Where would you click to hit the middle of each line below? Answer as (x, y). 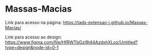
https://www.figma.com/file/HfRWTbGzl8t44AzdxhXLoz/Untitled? (72, 42)
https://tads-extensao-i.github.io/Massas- (105, 22)
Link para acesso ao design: (34, 37)
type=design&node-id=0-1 (32, 47)
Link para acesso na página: (34, 22)
